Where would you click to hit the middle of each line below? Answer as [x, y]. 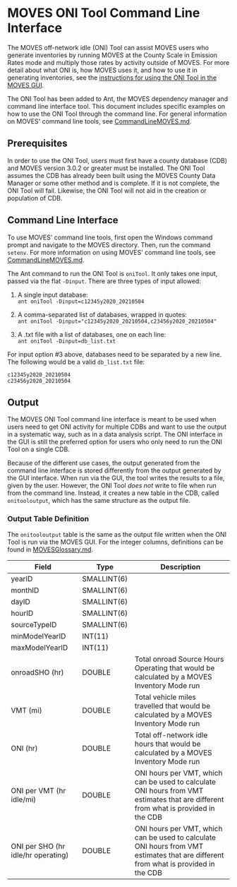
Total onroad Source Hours [179, 659]
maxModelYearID [39, 648]
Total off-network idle [171, 734]
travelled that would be [172, 706]
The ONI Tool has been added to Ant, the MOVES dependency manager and [117, 99]
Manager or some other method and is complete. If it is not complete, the [114, 183]
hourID [22, 613]
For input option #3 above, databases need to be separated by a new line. [115, 354]
